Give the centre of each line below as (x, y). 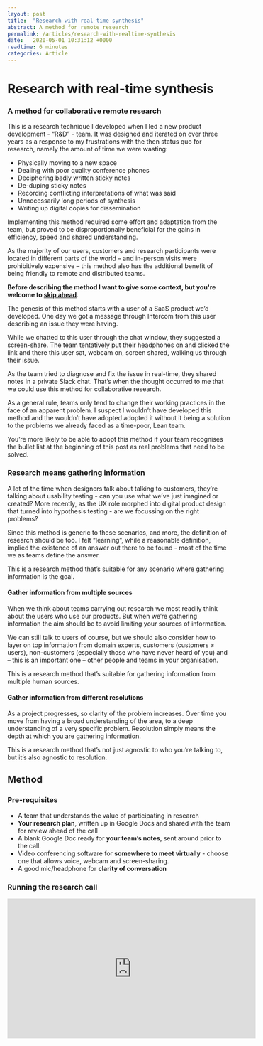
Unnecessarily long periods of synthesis (77, 201)
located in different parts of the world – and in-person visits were (102, 258)
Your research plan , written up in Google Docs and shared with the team (124, 823)
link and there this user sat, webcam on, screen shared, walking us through (117, 353)
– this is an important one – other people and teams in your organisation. (113, 660)
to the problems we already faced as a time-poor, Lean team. (96, 426)
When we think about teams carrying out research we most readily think (113, 608)
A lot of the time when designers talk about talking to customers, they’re (113, 489)
